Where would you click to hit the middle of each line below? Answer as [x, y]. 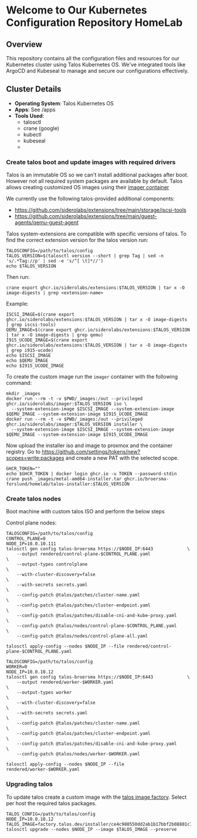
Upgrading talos [29, 784]
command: [19, 383]
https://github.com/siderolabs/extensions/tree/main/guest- [86, 216]
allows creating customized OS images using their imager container [88, 188]
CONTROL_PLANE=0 [26, 539]
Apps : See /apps [35, 110]
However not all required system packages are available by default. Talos [94, 181]
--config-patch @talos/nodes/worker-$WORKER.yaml [79, 754]
